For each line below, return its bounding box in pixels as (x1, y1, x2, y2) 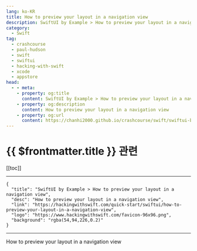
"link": (11, 202, 30, 208)
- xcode (11, 69, 30, 74)
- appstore (11, 74, 38, 80)
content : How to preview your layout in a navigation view (21, 107, 169, 113)
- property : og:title (16, 90, 69, 96)
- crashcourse (11, 42, 46, 48)
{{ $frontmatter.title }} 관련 (6, 145, 138, 158)
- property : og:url (16, 112, 64, 118)
